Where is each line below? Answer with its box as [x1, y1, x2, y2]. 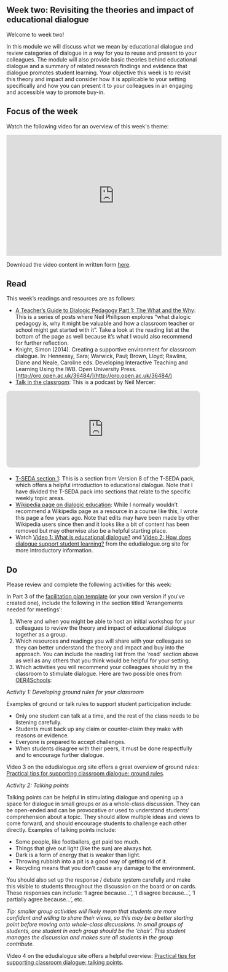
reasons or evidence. [15, 732, 69, 739]
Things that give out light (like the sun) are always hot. [15, 845, 153, 852]
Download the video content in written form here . [6, 261, 131, 268]
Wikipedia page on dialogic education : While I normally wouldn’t [15, 501, 178, 509]
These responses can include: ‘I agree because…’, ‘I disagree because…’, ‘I [6, 889, 195, 896]
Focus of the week [6, 106, 79, 117]
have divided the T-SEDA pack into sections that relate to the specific [15, 488, 192, 495]
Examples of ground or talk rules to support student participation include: [6, 700, 192, 708]
